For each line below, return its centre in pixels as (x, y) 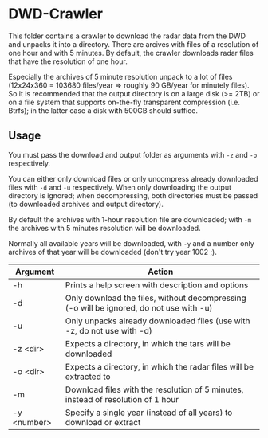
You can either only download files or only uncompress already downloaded (133, 178)
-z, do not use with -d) (109, 330)
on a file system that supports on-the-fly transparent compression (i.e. (124, 102)
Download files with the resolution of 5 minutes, (154, 389)
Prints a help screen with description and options (157, 285)
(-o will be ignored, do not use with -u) (139, 307)
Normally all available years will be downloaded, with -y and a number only (132, 243)
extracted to (88, 377)
